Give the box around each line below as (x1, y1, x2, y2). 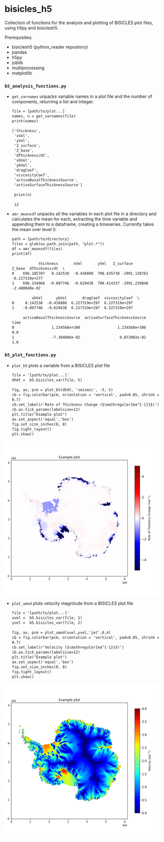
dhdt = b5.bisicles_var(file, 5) (11, 377, 82, 382)
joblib (11, 59, 23, 65)
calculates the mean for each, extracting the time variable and (11, 216, 137, 222)
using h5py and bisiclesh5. (4, 25, 59, 30)
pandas (11, 49, 27, 55)
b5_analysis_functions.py (4, 83, 67, 89)
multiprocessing (11, 65, 45, 71)
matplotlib (11, 70, 32, 76)
